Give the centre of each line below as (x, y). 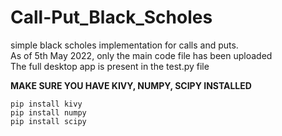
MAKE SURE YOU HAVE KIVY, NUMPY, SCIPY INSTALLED (131, 85)
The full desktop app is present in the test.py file (110, 66)
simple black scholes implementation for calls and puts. (124, 45)
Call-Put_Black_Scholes (111, 17)
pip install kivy (46, 104)
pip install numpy (48, 112)
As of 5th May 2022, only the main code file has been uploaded (141, 55)
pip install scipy (48, 121)
